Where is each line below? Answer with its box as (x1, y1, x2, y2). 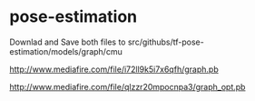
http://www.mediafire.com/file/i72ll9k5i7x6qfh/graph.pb (9, 64, 220, 75)
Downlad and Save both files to (9, 36, 126, 47)
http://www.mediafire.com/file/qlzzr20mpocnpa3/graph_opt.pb (9, 81, 246, 92)
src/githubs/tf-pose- (127, 36, 204, 47)
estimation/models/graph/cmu (9, 45, 123, 56)
